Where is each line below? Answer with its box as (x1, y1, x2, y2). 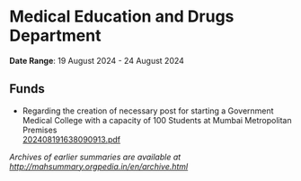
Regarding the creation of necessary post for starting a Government (22, 105, 274, 116)
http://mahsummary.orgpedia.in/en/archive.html (9, 160, 189, 172)
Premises (22, 124, 58, 135)
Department (9, 25, 102, 46)
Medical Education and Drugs (9, 6, 235, 27)
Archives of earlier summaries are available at (9, 151, 181, 162)
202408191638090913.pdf (22, 133, 121, 145)
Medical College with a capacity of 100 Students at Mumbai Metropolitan (22, 114, 292, 125)
